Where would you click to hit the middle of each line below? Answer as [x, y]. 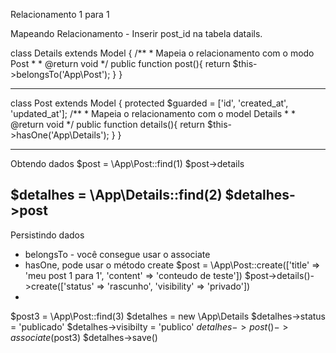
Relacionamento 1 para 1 [60, 14]
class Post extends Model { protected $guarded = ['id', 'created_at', [149, 103]
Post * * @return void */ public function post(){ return [120, 63]
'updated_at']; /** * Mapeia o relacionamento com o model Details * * [153, 113]
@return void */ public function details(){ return [107, 124]
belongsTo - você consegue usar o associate [117, 254]
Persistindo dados [47, 235]
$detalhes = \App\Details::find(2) [116, 195]
